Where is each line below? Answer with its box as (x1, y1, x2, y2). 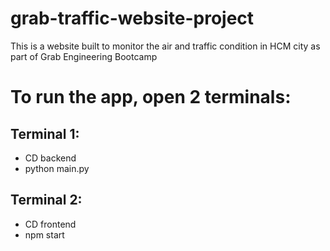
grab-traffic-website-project (10, 7, 255, 30)
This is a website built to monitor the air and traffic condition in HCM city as (10, 40, 321, 52)
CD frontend (24, 218, 77, 230)
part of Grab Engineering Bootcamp (10, 50, 158, 62)
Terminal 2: (10, 192, 83, 209)
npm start (24, 228, 65, 241)
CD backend (24, 152, 77, 164)
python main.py (24, 162, 90, 174)
